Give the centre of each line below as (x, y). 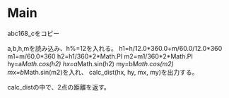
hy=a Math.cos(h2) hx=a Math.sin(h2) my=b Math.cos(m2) (91, 63)
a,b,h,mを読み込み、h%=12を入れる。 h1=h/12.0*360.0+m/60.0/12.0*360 (115, 48)
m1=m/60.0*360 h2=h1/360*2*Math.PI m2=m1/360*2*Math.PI (100, 56)
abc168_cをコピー (34, 33)
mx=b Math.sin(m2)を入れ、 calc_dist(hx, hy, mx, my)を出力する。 (103, 72)
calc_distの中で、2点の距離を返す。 (59, 87)
